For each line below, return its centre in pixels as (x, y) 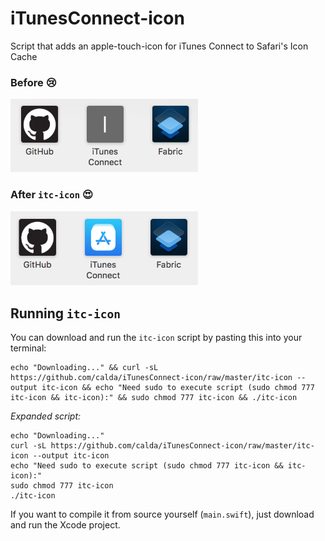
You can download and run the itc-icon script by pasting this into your (156, 338)
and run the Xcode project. (65, 525)
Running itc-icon (65, 313)
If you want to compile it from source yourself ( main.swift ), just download (162, 514)
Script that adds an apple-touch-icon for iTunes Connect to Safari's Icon (159, 46)
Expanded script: (46, 416)
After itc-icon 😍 (51, 195)
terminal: (28, 348)
